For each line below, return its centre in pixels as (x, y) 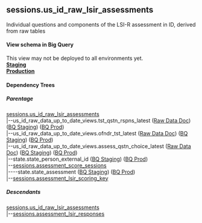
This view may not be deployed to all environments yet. (75, 58)
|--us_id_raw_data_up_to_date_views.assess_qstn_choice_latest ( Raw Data (99, 146)
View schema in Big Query (40, 45)
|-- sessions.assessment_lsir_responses (55, 213)
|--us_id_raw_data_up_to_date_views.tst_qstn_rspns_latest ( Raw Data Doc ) (99, 120)
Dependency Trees (31, 85)
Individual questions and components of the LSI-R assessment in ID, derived (101, 24)
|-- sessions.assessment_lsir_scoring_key (57, 178)
